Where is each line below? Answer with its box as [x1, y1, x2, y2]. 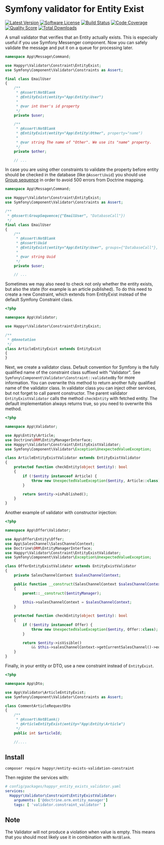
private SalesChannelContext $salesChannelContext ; [14, 573, 121, 578]
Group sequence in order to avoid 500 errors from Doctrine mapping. [5, 177, 144, 183]
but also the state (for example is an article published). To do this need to [5, 286, 152, 292]
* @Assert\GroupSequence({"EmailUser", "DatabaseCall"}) [7, 213, 125, 218]
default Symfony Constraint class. [5, 297, 73, 303]
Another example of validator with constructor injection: [5, 510, 117, 516]
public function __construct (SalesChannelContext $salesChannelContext [14, 582, 163, 587]
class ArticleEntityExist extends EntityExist [5, 346, 102, 351]
